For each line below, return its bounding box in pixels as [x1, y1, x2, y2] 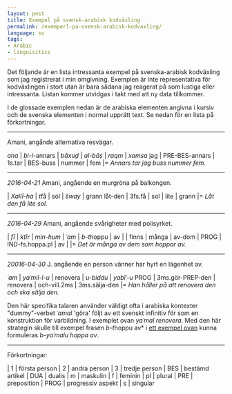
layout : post [7, 10, 45, 17]
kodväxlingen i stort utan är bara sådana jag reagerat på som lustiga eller [7, 82, 215, 91]
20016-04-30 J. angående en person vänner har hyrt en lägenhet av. [7, 260, 204, 268]
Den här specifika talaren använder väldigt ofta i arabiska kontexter [7, 301, 198, 310]
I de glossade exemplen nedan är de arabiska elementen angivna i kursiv [7, 103, 215, 111]
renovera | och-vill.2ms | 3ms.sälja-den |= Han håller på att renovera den [7, 280, 216, 289]
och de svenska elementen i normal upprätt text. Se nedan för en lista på [7, 110, 214, 118]
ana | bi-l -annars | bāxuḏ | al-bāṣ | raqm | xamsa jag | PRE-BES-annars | [7, 151, 215, 159]
